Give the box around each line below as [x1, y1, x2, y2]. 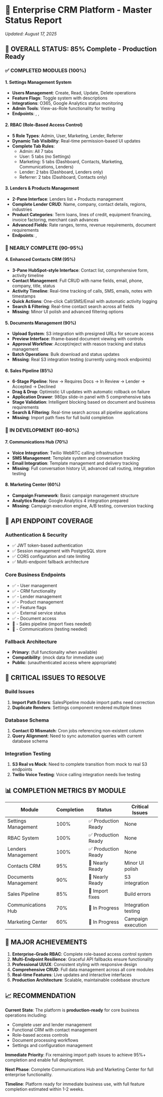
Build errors [124, 891, 151, 897]
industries [12, 206, 33, 212]
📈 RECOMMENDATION [5, 992, 76, 1000]
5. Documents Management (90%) [5, 320, 77, 326]
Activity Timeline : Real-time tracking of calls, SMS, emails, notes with [12, 288, 153, 294]
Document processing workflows [12, 1037, 79, 1043]
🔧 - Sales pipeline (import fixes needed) [12, 621, 92, 627]
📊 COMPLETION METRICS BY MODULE [5, 786, 126, 795]
